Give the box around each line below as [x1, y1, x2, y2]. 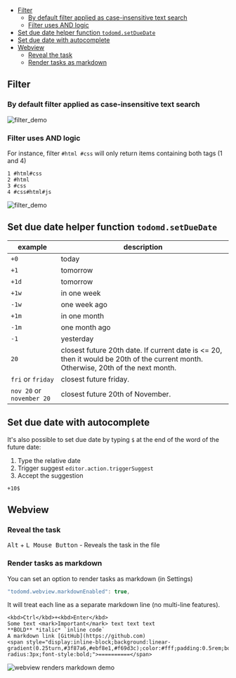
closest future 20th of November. [60, 389, 171, 399]
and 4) [7, 156, 27, 164]
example [17, 242, 48, 252]
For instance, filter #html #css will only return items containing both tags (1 [7, 149, 223, 157]
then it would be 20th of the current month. [60, 354, 204, 364]
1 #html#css [7, 170, 42, 177]
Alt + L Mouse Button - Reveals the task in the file [7, 541, 160, 549]
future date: [7, 443, 41, 451]
